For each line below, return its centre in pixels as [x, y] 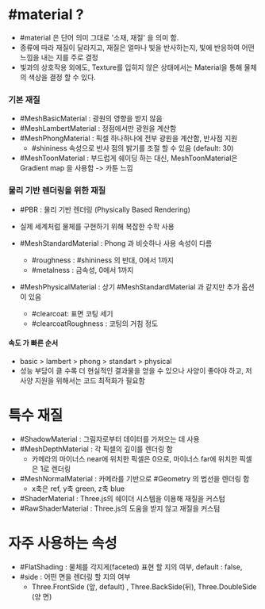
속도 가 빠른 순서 [33, 343]
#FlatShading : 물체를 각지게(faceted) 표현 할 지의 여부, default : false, [131, 567]
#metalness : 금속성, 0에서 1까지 [83, 270]
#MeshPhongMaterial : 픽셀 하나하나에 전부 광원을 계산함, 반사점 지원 [129, 138]
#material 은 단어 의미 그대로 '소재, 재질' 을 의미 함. [99, 37]
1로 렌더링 [56, 469]
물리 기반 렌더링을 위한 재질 [57, 190]
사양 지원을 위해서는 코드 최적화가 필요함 [82, 380]
